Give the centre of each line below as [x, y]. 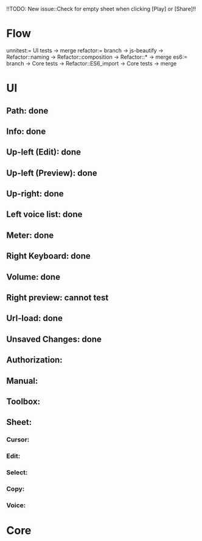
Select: [17, 473]
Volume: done [33, 277]
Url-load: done [34, 318]
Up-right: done [35, 194]
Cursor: [18, 440]
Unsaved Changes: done [54, 339]
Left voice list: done [44, 214]
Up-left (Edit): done [44, 152]
